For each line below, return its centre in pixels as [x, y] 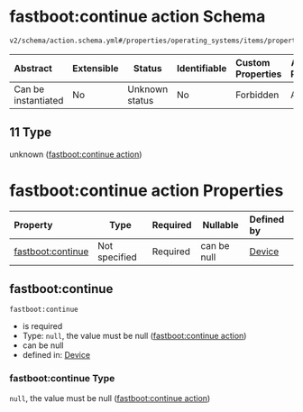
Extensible [95, 68]
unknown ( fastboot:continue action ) [76, 154]
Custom [253, 62]
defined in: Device [56, 355]
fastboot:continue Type [62, 379]
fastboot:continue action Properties [147, 190]
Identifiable [202, 68]
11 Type [31, 133]
